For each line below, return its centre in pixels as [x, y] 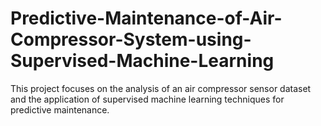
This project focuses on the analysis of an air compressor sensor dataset [161, 88]
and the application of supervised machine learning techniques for [147, 99]
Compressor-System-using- [131, 39]
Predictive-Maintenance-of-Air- [146, 18]
